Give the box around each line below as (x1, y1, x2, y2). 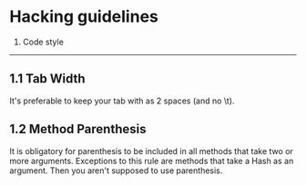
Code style (22, 36, 64, 47)
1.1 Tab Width (9, 71, 86, 87)
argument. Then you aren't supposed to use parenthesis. (9, 165, 223, 176)
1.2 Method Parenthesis (9, 122, 147, 137)
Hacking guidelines (9, 6, 159, 27)
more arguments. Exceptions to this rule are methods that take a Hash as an (9, 155, 294, 166)
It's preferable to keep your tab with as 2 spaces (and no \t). (9, 95, 235, 106)
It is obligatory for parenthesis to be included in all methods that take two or (9, 145, 294, 156)
